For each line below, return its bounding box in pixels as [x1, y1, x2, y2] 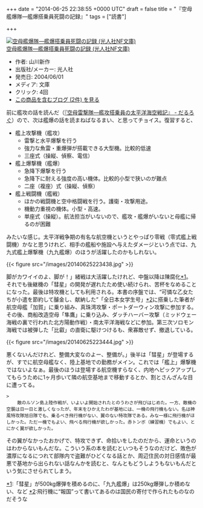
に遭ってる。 [6, 381, 38, 388]
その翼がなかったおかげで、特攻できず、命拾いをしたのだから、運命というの [6, 437, 196, 444]
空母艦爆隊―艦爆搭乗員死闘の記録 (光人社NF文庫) [6, 45, 130, 52]
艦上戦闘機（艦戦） [14, 190, 63, 197]
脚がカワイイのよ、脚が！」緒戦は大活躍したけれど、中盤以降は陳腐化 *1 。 [6, 273, 192, 280]
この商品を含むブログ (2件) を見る [14, 96, 100, 103]
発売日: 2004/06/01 [14, 73, 64, 80]
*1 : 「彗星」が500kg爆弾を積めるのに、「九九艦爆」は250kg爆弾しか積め [6, 480, 185, 487]
